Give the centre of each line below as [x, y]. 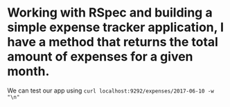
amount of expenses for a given [100, 57]
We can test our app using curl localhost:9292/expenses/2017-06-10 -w [111, 90]
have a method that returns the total [113, 42]
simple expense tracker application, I [115, 27]
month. [28, 71]
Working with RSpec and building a [110, 13]
